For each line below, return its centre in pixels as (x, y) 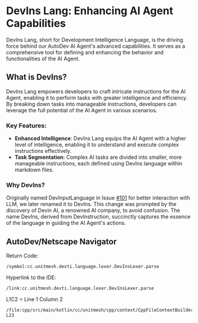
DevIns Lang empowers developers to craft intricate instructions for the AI (96, 91)
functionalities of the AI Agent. (43, 58)
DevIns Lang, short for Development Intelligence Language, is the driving (95, 40)
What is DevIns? (37, 77)
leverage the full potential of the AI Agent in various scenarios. (82, 110)
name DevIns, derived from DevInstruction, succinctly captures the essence (98, 217)
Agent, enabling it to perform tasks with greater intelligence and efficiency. (97, 97)
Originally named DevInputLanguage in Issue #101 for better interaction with (98, 198)
